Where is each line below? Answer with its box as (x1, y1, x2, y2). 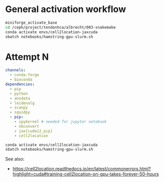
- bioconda (10, 77, 33, 82)
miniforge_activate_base (5, 20, 57, 25)
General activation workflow (5, 4, 126, 15)
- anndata (10, 96, 30, 101)
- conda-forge (10, 72, 39, 77)
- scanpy (10, 105, 28, 110)
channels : (5, 68, 26, 73)
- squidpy (10, 110, 30, 115)
